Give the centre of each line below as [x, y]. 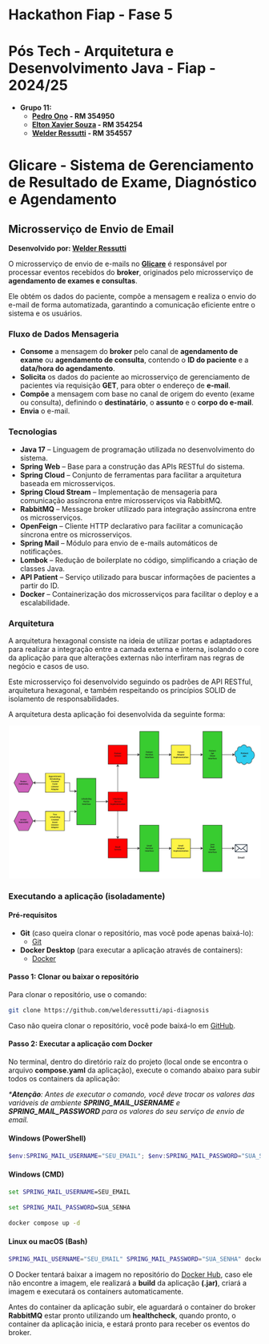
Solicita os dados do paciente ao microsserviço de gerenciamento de [135, 377]
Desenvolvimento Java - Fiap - [112, 68]
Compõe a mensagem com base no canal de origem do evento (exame [137, 394]
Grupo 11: [36, 108]
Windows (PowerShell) [47, 1138]
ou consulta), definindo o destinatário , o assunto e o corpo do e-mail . [137, 403]
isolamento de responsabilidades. [64, 699]
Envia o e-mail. [45, 411]
